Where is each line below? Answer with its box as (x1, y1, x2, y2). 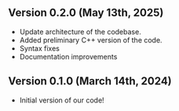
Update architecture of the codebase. (19, 27, 141, 36)
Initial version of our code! (19, 95, 104, 105)
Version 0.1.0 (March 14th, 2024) (8, 74, 173, 88)
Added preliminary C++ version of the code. (19, 35, 163, 45)
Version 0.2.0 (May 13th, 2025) (8, 6, 164, 20)
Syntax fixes (19, 43, 60, 53)
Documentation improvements (19, 52, 118, 61)
